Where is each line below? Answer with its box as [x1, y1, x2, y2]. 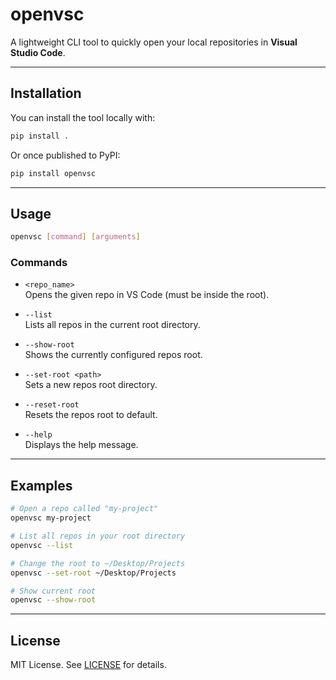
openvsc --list [10, 540, 74, 550]
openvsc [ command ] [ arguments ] [10, 232, 141, 242]
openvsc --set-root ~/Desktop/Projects [10, 568, 177, 578]
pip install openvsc [10, 168, 97, 178]
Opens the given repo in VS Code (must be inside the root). [24, 289, 270, 301]
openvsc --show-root [10, 595, 97, 605]
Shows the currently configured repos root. [24, 349, 203, 361]
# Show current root [10, 586, 97, 596]
